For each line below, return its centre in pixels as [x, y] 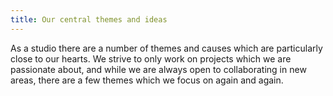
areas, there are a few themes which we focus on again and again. [147, 80]
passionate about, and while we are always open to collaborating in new [158, 69]
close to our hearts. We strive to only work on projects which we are [151, 58]
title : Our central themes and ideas [89, 19]
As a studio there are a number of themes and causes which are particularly [166, 48]
